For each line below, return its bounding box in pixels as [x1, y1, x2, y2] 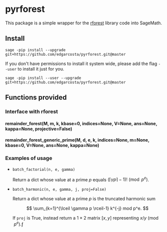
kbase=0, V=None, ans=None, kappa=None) [5, 143, 100, 149]
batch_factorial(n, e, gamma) [12, 167, 76, 172]
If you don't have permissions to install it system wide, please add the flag [5, 61, 158, 67]
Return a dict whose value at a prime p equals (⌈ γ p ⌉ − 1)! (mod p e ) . [12, 175, 150, 182]
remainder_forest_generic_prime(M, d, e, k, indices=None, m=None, [5, 137, 150, 143]
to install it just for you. [17, 66, 64, 72]
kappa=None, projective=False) [5, 126, 72, 132]
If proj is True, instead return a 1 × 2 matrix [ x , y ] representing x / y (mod [12, 215, 159, 221]
